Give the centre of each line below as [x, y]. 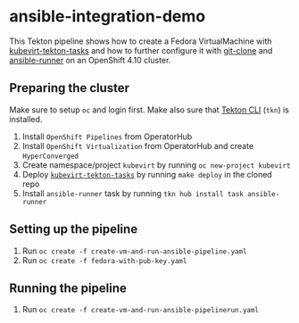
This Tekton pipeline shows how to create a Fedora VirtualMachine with [141, 41]
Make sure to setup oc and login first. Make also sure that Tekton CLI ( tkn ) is [149, 110]
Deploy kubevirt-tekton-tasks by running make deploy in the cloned [147, 174]
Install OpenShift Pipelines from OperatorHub [107, 137]
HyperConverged [50, 156]
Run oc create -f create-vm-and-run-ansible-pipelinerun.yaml [141, 310]
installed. [26, 119]
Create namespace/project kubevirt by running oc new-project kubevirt [156, 165]
